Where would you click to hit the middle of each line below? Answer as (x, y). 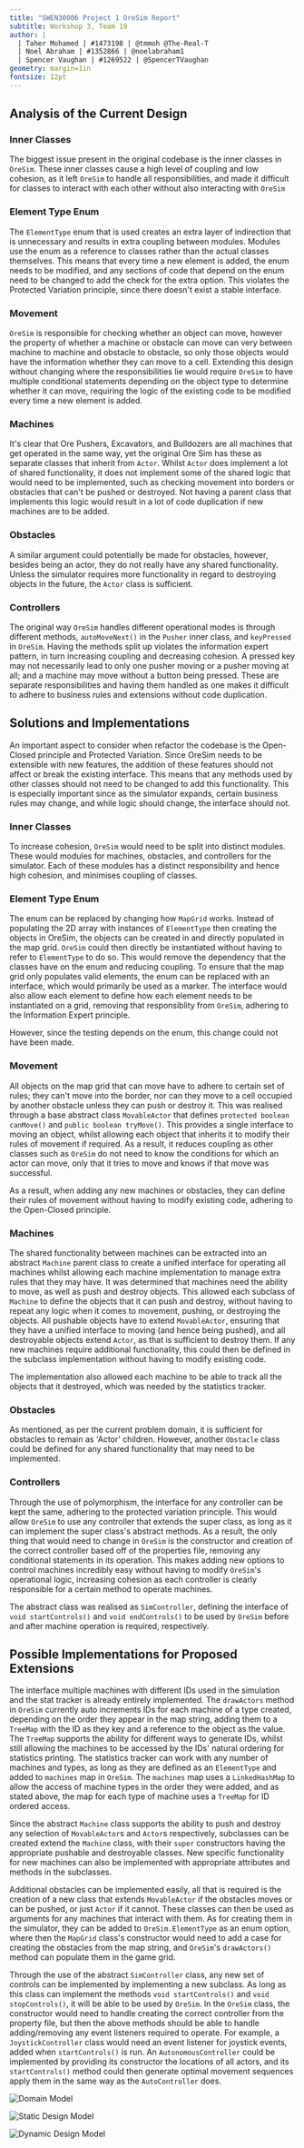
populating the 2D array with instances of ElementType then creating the (143, 929)
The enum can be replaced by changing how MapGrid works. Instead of (142, 919)
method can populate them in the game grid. (93, 1957)
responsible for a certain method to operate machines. (111, 1589)
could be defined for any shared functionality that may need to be (132, 1449)
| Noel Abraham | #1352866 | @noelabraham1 (101, 52)
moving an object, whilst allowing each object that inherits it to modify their (150, 1134)
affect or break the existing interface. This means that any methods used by (151, 774)
